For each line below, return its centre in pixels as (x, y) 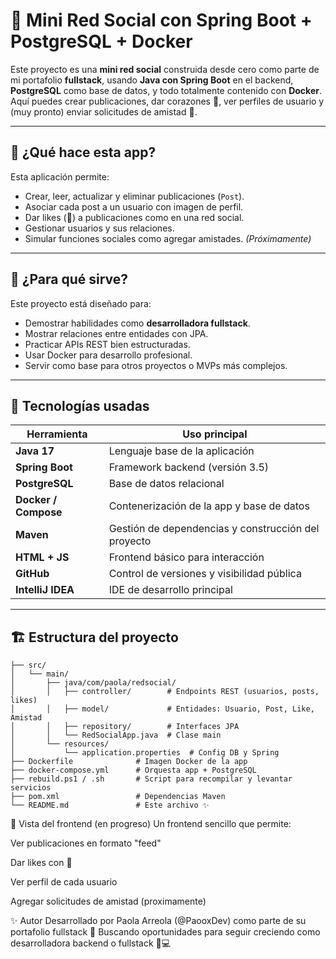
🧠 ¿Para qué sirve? (69, 279)
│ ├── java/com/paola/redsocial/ (93, 683)
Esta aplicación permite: (60, 176)
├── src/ (28, 665)
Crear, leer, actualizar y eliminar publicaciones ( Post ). (134, 196)
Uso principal (215, 434)
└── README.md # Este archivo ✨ (110, 805)
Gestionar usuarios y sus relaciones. (99, 228)
